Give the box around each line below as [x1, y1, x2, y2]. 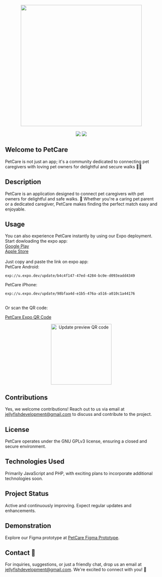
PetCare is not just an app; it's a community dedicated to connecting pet [5, 158, 149, 165]
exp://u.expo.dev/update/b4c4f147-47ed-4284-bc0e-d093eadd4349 [5, 273, 135, 279]
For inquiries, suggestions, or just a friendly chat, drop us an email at [5, 561, 142, 567]
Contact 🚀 [5, 548, 36, 557]
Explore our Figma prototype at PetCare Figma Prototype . [5, 534, 120, 541]
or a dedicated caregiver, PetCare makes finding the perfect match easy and [5, 201, 158, 207]
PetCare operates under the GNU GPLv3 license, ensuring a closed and [5, 438, 147, 444]
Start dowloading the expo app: [5, 238, 68, 244]
